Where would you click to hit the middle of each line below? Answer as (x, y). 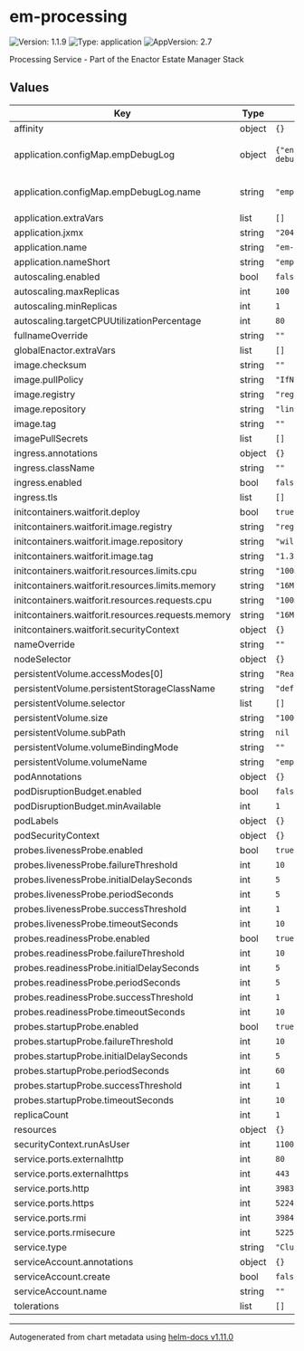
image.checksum (51, 365)
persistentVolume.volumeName (81, 762)
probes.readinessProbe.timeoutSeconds (100, 1012)
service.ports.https (54, 1203)
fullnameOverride (51, 335)
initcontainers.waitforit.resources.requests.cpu (113, 600)
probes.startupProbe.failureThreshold (94, 1041)
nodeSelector (43, 659)
